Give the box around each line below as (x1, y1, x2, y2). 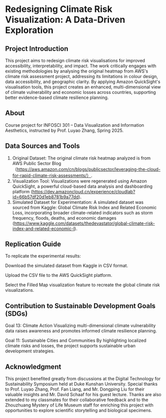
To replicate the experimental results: (5, 253, 81, 259)
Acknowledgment (5, 362, 61, 371)
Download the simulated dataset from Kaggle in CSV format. (5, 262, 128, 269)
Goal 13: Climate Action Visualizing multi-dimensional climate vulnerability (5, 323, 156, 329)
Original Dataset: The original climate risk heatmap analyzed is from (12, 155, 151, 161)
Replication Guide (5, 240, 61, 249)
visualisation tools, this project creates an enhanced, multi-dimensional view (5, 84, 161, 90)
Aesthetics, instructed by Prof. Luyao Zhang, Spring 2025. (5, 127, 124, 133)
